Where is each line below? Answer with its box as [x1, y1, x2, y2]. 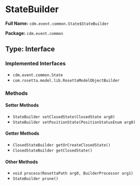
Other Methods [5, 159, 38, 165]
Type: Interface [5, 45, 55, 54]
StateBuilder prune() [12, 176, 58, 181]
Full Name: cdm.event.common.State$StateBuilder [5, 20, 109, 26]
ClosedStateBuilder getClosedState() [12, 148, 93, 153]
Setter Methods [5, 102, 39, 108]
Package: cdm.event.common [5, 30, 63, 36]
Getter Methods [5, 130, 40, 136]
